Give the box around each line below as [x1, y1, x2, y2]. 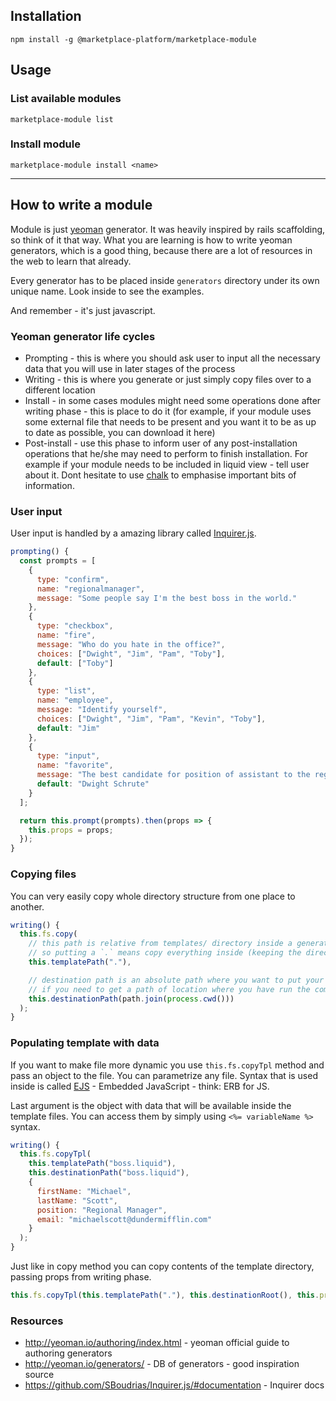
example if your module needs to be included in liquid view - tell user [24, 458, 310, 470]
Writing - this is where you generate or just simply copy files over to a [24, 373, 312, 385]
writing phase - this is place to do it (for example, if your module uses [24, 405, 312, 417]
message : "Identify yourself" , [36, 705, 168, 715]
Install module [10, 137, 81, 151]
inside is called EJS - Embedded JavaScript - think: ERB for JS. [10, 1080, 270, 1092]
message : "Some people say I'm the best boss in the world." [36, 593, 298, 603]
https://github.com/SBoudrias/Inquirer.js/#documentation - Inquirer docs [24, 1379, 325, 1391]
